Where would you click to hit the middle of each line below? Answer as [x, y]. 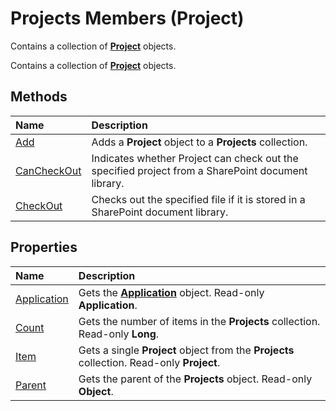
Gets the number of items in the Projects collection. [199, 321]
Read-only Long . [119, 334]
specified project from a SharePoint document [199, 170]
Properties [44, 247]
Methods [39, 97]
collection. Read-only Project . [149, 362]
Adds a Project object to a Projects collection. [199, 142]
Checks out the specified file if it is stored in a [198, 199]
